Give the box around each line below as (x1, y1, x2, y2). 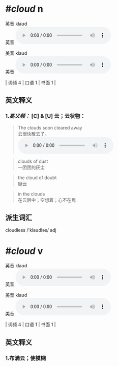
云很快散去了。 (17, 131, 49, 137)
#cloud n (5, 3, 43, 15)
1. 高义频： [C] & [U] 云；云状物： (5, 113, 85, 120)
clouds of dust (17, 158, 48, 164)
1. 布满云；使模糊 (5, 354, 46, 361)
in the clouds (17, 190, 45, 197)
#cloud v (5, 245, 43, 256)
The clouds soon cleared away (17, 124, 82, 131)
